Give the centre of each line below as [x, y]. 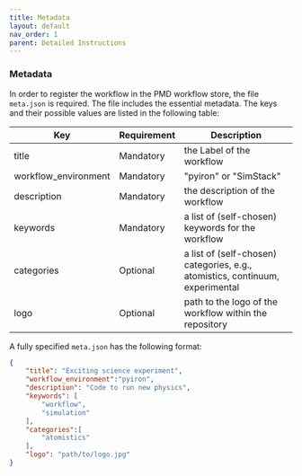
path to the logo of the [231, 302]
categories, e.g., [218, 264]
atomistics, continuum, [232, 276]
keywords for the [220, 227]
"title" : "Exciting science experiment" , [104, 371]
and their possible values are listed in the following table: [115, 112]
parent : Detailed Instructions [68, 43]
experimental [212, 286]
